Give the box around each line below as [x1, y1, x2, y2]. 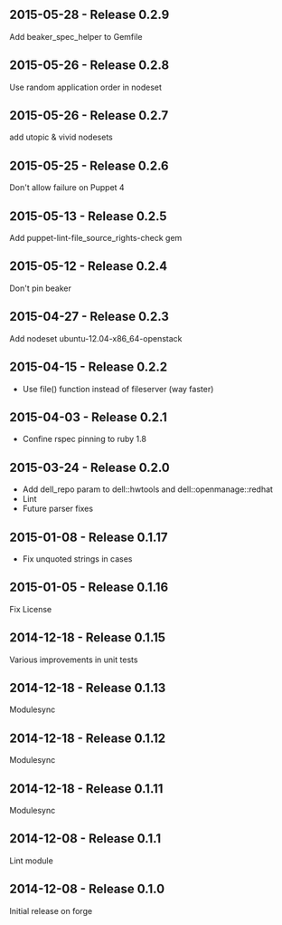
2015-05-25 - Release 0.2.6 [9, 158, 169, 173]
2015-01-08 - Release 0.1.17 [9, 529, 168, 544]
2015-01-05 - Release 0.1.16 [9, 580, 169, 595]
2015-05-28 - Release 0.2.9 [9, 7, 170, 23]
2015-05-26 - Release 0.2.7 [9, 108, 169, 123]
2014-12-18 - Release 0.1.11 [9, 781, 164, 796]
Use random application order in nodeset [9, 82, 163, 92]
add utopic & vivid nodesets [9, 131, 113, 143]
